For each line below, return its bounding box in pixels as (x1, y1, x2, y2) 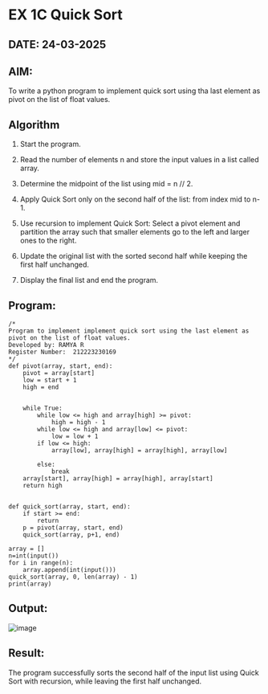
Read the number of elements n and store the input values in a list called (19, 155, 259, 165)
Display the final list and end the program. (19, 276, 159, 285)
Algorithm (8, 118, 60, 132)
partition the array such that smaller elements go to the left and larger (19, 227, 250, 237)
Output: (8, 602, 48, 615)
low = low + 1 (51, 432, 99, 441)
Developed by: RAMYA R (8, 341, 84, 349)
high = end (22, 383, 59, 391)
